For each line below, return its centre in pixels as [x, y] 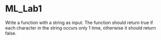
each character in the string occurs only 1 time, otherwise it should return [80, 27]
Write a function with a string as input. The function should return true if [79, 22]
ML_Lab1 [24, 9]
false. [11, 33]
